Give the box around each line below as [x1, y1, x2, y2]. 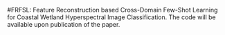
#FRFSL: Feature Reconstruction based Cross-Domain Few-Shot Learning [7, 6, 218, 14]
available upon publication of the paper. [7, 21, 120, 28]
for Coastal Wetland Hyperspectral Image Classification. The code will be [7, 13, 216, 21]
